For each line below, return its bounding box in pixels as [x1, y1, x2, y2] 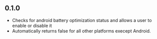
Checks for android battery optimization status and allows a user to [12, 17, 152, 23]
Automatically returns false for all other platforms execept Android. [12, 27, 151, 34]
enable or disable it [12, 22, 53, 28]
